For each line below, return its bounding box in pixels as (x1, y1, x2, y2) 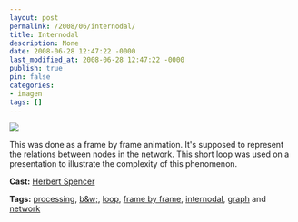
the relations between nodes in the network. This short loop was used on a (9, 149, 290, 159)
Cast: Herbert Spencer (9, 176, 95, 187)
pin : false (9, 72, 51, 82)
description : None (9, 38, 79, 48)
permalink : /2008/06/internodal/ (9, 22, 136, 31)
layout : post (9, 13, 59, 23)
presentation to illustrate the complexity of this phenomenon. (9, 159, 238, 169)
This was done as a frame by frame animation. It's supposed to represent (9, 140, 284, 150)
